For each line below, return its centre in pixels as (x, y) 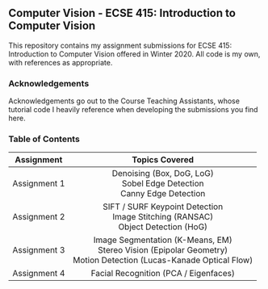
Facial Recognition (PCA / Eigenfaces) (163, 274)
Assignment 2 (39, 217)
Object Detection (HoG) (163, 227)
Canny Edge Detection (163, 194)
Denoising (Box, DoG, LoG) (163, 174)
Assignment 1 (39, 183)
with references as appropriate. (61, 62)
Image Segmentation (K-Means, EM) (163, 240)
